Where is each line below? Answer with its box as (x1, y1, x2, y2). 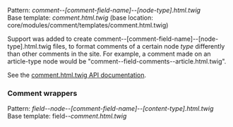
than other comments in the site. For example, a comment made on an (7, 49, 211, 58)
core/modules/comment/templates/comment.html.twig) (7, 21, 169, 29)
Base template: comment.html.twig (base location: (7, 13, 154, 22)
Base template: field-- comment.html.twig (7, 112, 127, 121)
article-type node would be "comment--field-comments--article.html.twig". (7, 57, 227, 66)
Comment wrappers (7, 88, 78, 98)
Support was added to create (7, 35, 92, 43)
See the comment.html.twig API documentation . (7, 71, 147, 79)
